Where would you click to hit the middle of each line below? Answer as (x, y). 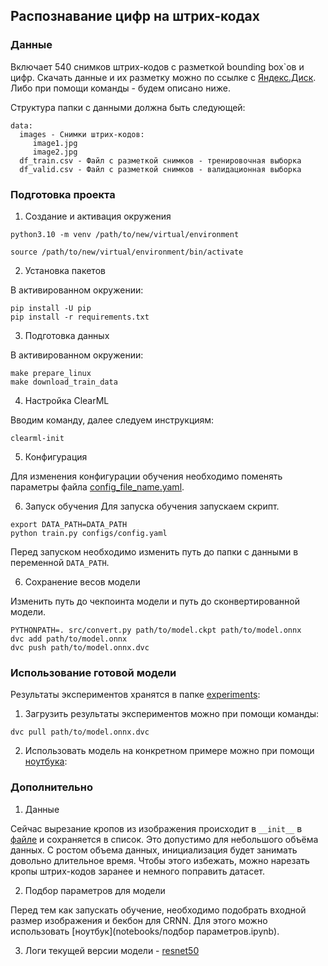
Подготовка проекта (63, 194)
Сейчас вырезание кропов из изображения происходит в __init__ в (156, 828)
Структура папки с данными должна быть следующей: (128, 107)
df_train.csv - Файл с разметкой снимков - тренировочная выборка (160, 160)
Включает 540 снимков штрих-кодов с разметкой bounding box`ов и (157, 66)
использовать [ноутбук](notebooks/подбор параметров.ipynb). (145, 931)
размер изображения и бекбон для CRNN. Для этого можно (139, 920)
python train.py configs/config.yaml (89, 533)
